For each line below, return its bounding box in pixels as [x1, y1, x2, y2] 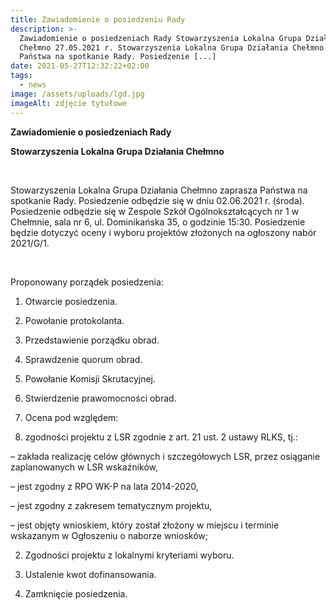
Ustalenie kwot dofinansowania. [24, 568, 157, 580]
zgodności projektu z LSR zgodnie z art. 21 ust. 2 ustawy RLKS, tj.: [24, 431, 298, 443]
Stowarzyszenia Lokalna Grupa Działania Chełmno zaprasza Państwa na [10, 184, 308, 196]
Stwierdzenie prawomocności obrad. [24, 392, 177, 404]
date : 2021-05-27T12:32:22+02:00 [10, 61, 150, 71]
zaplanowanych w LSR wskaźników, [10, 461, 159, 473]
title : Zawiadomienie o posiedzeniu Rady [10, 14, 186, 25]
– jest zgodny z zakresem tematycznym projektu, [10, 499, 213, 511]
